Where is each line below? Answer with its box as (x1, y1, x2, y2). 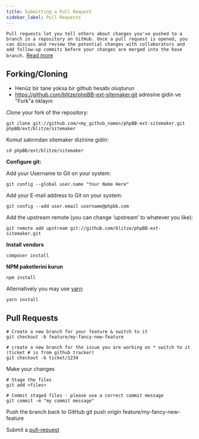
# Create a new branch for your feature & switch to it (6, 329, 148, 335)
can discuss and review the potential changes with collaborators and (6, 41, 185, 47)
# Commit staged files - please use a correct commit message (6, 392, 164, 399)
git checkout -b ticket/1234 (6, 355, 79, 361)
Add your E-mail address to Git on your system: (6, 192, 123, 199)
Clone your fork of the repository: (6, 109, 88, 116)
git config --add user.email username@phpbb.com (6, 204, 129, 210)
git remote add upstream (6, 225, 68, 232)
